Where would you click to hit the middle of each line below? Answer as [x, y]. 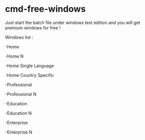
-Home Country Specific [30, 75]
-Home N [14, 56]
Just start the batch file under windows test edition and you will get [73, 23]
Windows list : [19, 37]
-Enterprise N [19, 132]
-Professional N [21, 94]
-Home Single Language [30, 66]
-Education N [18, 113]
